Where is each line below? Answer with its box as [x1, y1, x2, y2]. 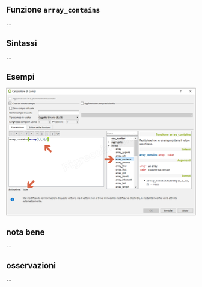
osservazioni [6, 260, 56, 271]
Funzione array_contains [6, 5, 100, 15]
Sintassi [6, 39, 37, 49]
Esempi [6, 72, 35, 82]
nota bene [6, 227, 45, 237]
